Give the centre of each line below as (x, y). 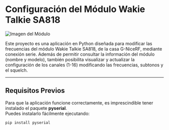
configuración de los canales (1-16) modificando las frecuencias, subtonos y (84, 65)
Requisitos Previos (35, 91)
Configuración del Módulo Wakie (75, 9)
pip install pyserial (28, 122)
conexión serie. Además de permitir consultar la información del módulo (80, 54)
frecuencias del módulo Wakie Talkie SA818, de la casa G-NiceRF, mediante (84, 49)
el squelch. (17, 70)
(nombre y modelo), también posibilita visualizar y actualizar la (70, 59)
